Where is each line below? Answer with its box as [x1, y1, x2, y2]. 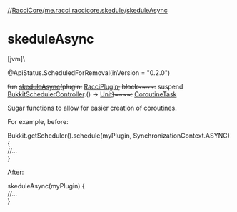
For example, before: [7, 117, 69, 126]
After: [7, 168, 24, 176]
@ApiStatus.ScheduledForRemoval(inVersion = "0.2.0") [7, 68, 171, 77]
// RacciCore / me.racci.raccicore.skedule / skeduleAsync [7, 6, 168, 14]
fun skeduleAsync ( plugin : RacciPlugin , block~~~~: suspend [7, 82, 183, 91]
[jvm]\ [7, 54, 26, 63]
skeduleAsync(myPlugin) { [7, 181, 86, 190]
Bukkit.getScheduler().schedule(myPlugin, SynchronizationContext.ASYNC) [7, 131, 231, 140]
